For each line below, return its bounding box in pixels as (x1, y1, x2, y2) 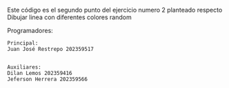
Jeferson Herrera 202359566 (7, 76, 88, 82)
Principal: (7, 40, 39, 47)
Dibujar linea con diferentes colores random (7, 13, 132, 21)
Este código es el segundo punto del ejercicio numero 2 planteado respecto (7, 6, 223, 14)
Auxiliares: (7, 64, 41, 71)
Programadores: (7, 27, 53, 34)
